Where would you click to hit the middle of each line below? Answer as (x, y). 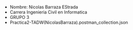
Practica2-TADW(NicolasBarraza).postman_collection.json (69, 22)
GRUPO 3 (19, 17)
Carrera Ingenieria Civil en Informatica (49, 12)
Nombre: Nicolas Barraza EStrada (44, 7)
